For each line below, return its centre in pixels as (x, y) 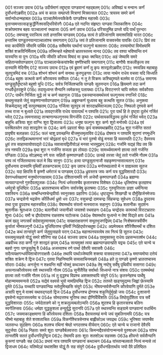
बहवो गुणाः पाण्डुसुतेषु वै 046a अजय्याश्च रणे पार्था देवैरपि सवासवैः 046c (60, 248)
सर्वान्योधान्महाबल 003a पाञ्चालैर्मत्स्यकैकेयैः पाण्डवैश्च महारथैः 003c (58, 18)
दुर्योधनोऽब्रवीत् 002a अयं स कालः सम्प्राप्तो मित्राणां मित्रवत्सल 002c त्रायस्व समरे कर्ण (70, 13)
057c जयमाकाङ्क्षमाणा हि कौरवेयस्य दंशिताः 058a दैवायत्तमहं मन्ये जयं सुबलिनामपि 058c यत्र (77, 314)
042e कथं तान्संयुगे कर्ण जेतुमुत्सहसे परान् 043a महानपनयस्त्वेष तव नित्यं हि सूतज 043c (74, 232)
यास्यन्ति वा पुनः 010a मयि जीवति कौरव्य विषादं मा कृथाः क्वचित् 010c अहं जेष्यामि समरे (71, 57)
